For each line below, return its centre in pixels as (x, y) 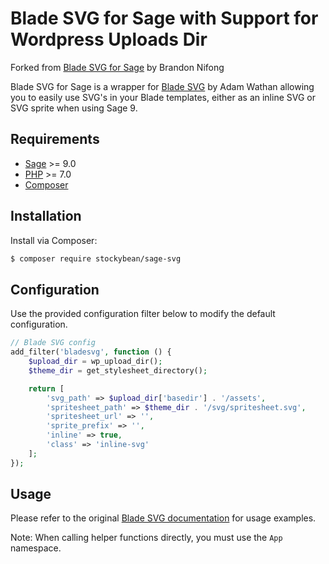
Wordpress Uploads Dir (109, 39)
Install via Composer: (54, 240)
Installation (46, 216)
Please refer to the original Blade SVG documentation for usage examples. (163, 518)
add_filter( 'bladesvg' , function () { (91, 352)
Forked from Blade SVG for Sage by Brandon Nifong (117, 67)
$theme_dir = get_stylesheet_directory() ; (118, 370)
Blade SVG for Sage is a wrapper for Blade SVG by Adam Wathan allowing (162, 86)
